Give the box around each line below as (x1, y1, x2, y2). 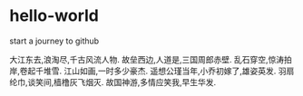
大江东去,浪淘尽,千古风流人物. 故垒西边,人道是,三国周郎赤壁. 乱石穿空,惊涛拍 (9, 53, 293, 64)
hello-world (9, 5, 100, 26)
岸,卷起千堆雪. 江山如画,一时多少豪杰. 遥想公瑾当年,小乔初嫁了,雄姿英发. (9, 65, 277, 76)
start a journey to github (9, 35, 100, 46)
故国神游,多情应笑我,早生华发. (105, 76, 217, 87)
